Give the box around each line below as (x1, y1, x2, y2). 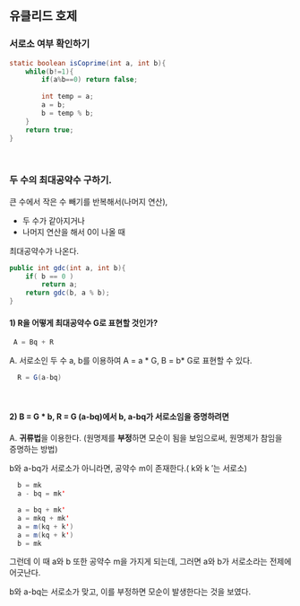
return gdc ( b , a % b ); (25, 288, 110, 298)
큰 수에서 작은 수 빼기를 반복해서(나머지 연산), (9, 196, 168, 206)
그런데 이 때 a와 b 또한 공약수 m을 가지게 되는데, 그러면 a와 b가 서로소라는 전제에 (9, 556, 292, 567)
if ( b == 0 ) (25, 272, 74, 281)
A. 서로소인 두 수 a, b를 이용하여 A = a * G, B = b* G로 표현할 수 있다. (9, 356, 253, 366)
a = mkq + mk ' (17, 514, 70, 523)
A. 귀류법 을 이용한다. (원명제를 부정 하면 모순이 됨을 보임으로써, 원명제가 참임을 (9, 433, 283, 444)
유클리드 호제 (9, 8, 78, 24)
